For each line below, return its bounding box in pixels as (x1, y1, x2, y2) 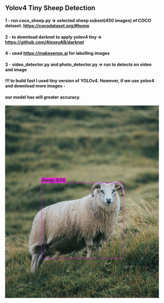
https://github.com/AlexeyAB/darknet (5, 39, 84, 45)
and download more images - (5, 83, 66, 89)
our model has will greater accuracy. (5, 94, 81, 100)
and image (5, 66, 27, 72)
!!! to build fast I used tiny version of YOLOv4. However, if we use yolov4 (5, 78, 155, 84)
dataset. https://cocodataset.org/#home (5, 22, 89, 28)
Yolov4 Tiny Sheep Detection (5, 4, 96, 12)
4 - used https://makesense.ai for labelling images (5, 50, 110, 56)
